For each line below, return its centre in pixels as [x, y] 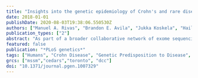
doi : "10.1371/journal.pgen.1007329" [52, 66]
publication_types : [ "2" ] [38, 33]
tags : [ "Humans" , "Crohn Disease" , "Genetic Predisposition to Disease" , [99, 55]
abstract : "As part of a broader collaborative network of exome [88, 39]
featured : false [26, 45]
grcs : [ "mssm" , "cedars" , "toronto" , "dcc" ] [59, 60]
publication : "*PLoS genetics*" [46, 50]
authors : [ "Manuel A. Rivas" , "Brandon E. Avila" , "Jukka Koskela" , [92, 28]
